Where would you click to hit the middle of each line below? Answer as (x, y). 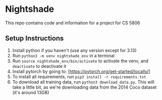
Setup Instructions (34, 38)
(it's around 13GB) (31, 92)
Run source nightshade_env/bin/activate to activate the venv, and (80, 61)
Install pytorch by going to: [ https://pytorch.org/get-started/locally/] (81, 71)
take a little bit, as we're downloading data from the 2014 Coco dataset (84, 87)
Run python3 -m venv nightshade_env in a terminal (63, 55)
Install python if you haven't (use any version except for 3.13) (75, 50)
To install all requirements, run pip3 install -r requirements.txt (79, 76)
